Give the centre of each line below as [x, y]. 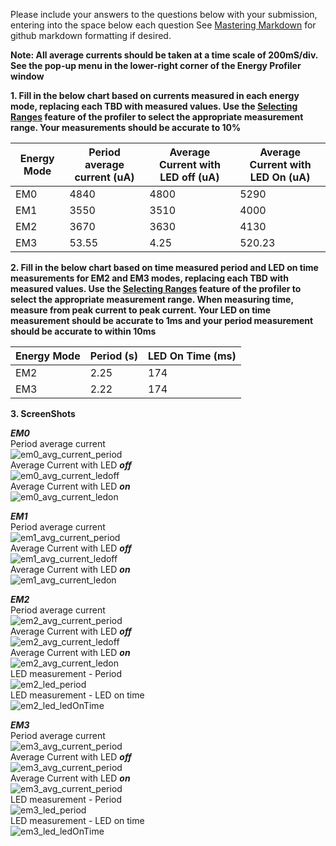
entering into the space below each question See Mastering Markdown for [163, 25]
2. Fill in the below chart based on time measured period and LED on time [164, 267]
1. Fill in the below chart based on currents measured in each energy [155, 95]
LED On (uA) [280, 177]
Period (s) [114, 356]
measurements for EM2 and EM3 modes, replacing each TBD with [149, 278]
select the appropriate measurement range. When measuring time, [152, 299]
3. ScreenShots [43, 413]
